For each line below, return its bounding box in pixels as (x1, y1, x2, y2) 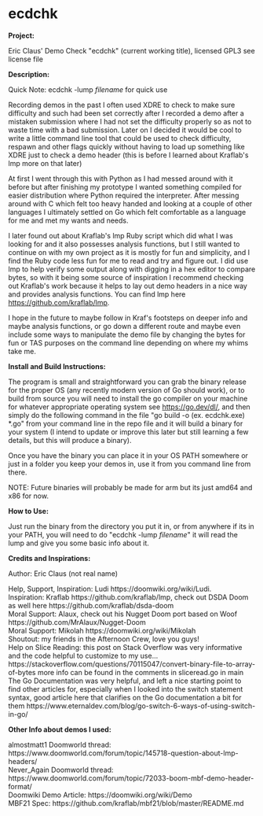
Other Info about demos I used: (8, 725, 111, 734)
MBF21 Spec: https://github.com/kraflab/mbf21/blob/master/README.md (8, 798, 245, 807)
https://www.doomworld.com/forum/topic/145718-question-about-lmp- (8, 748, 239, 758)
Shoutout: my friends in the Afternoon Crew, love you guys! (8, 634, 200, 644)
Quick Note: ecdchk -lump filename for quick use (8, 84, 168, 94)
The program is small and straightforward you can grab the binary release (8, 377, 247, 386)
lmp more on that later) (8, 158, 82, 168)
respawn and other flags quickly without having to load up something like (8, 142, 245, 151)
